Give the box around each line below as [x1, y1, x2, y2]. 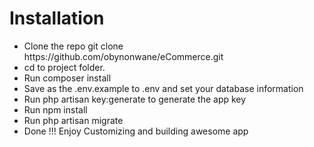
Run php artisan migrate [23, 114, 124, 126]
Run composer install [23, 72, 112, 84]
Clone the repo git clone [23, 40, 124, 52]
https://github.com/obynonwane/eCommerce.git [23, 50, 224, 62]
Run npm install [23, 103, 88, 116]
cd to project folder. [23, 61, 106, 73]
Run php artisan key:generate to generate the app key [23, 93, 247, 105]
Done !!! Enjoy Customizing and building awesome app [23, 125, 249, 137]
